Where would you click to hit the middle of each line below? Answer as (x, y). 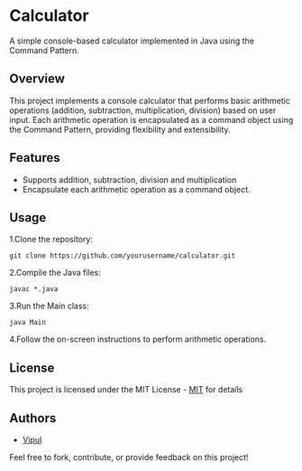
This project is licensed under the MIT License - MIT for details (126, 390)
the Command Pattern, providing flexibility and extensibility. (120, 129)
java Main (28, 323)
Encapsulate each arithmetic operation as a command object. (136, 189)
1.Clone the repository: (51, 240)
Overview (37, 79)
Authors (33, 418)
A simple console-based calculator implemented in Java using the (132, 41)
